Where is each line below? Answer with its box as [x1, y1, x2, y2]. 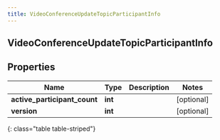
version [11, 106, 38, 116]
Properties [7, 61, 56, 74]
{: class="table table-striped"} [7, 124, 96, 133]
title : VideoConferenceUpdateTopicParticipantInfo [7, 10, 161, 18]
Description [129, 82, 169, 92]
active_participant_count [11, 94, 98, 104]
